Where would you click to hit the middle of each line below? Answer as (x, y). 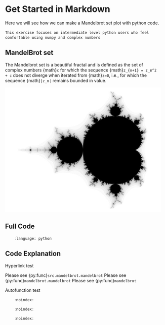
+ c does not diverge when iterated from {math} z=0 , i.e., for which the (76, 75)
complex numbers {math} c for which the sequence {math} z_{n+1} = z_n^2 (81, 70)
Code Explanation (33, 254)
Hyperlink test (19, 265)
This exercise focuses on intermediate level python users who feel (77, 32)
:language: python (33, 238)
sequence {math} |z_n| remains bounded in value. (56, 80)
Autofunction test (23, 290)
